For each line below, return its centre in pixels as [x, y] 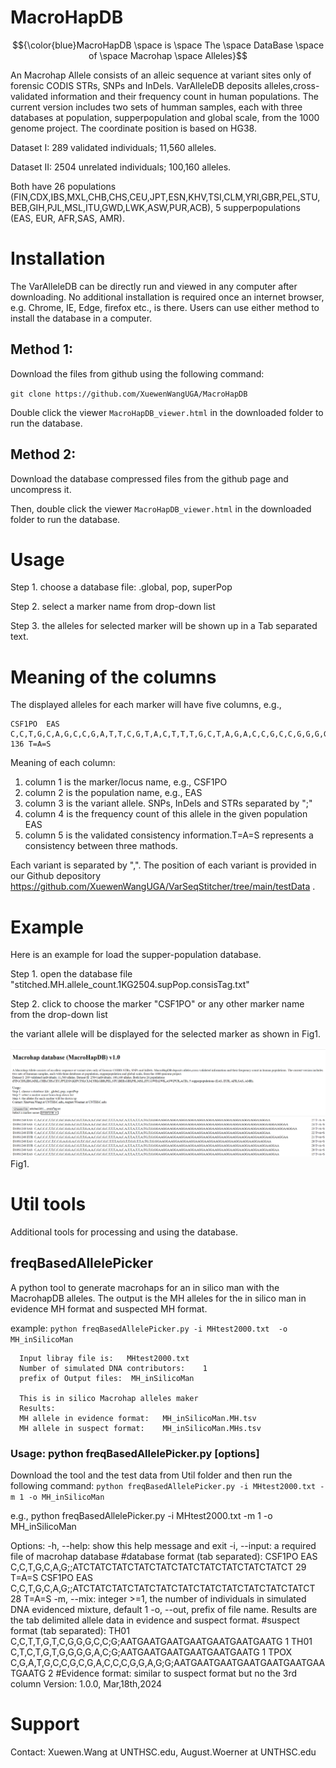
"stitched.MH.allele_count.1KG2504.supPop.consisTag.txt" [130, 985]
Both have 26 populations [63, 186]
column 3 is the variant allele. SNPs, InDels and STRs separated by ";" [168, 803]
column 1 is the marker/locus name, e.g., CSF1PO [126, 782]
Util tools [48, 1204]
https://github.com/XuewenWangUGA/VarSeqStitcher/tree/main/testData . [163, 887]
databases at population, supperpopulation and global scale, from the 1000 [165, 117]
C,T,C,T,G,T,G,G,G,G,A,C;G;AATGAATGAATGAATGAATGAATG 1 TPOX [151, 1652]
